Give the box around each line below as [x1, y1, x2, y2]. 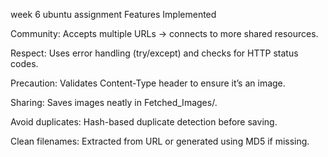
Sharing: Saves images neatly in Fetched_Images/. [10, 97, 218, 108]
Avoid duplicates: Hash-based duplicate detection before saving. [10, 116, 278, 128]
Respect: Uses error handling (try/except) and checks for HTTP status [10, 47, 299, 59]
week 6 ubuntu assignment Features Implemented [10, 9, 217, 20]
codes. [10, 58, 39, 69]
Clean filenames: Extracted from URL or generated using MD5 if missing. [10, 135, 310, 147]
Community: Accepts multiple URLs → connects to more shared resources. [10, 28, 319, 39]
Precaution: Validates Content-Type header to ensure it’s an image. [10, 77, 286, 89]
